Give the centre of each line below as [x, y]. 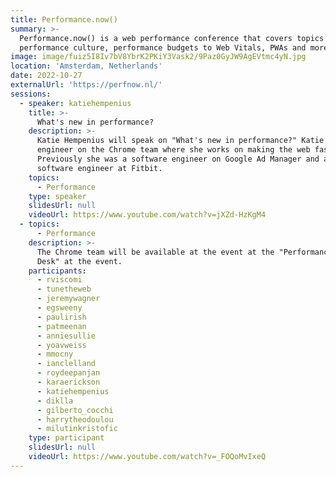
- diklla [55, 401]
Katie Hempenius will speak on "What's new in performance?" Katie [180, 141]
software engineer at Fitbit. [99, 168]
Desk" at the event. [79, 261]
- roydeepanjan [68, 373]
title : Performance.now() [64, 19]
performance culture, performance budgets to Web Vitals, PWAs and [163, 47]
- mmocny [55, 354]
